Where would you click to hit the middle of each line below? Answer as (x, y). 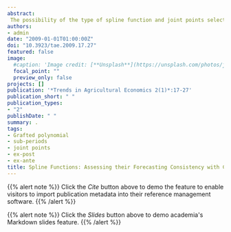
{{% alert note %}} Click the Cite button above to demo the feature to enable (115, 187)
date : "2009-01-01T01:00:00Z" (51, 39)
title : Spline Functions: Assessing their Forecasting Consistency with (113, 167)
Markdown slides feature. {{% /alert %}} (64, 222)
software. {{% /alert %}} (42, 201)
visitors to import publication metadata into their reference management (109, 194)
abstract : (21, 13)
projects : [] (26, 84)
